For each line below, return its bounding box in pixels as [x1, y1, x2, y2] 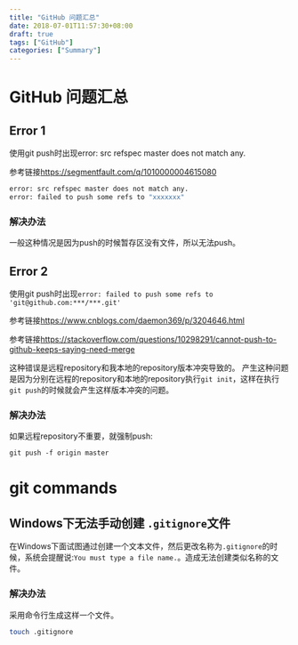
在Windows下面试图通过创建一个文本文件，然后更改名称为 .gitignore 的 [9, 541, 270, 552]
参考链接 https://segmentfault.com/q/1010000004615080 [9, 166, 217, 178]
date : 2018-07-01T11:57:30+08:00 [9, 21, 133, 30]
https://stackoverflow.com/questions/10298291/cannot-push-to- [40, 334, 278, 344]
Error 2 [9, 263, 49, 278]
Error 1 [9, 123, 46, 138]
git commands [9, 478, 117, 498]
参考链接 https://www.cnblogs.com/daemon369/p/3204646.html [9, 315, 245, 326]
